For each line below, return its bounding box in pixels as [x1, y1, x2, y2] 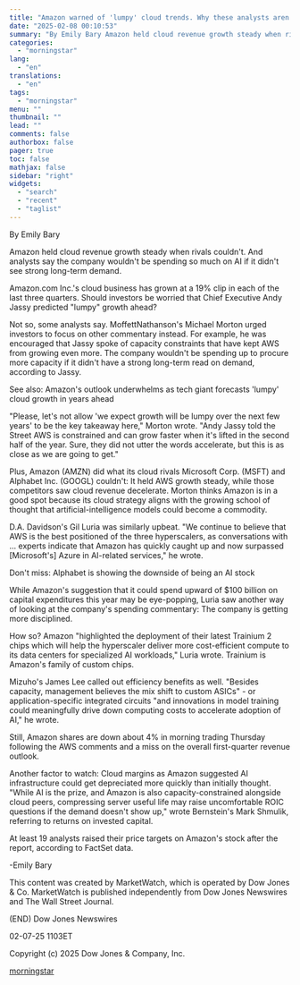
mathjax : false [9, 163, 66, 172]
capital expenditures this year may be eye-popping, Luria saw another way [9, 594, 285, 605]
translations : [9, 72, 62, 81]
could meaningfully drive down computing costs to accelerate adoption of [9, 704, 281, 716]
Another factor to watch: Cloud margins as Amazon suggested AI [9, 768, 248, 778]
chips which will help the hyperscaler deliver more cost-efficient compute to [9, 640, 290, 650]
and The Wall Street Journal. [9, 896, 114, 906]
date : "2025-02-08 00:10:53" [9, 21, 118, 30]
